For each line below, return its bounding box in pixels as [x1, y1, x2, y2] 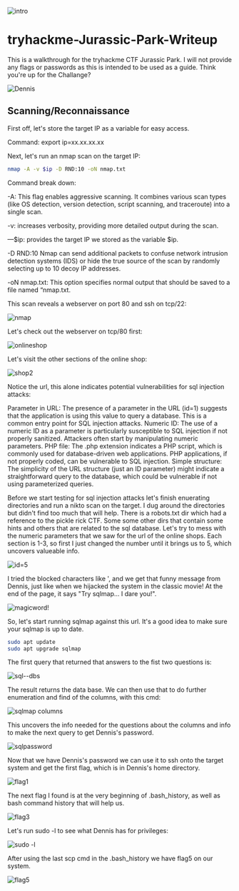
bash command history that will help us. [7, 799, 125, 807]
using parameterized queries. [7, 479, 94, 488]
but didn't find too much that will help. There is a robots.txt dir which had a [7, 508, 227, 517]
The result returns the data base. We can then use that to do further [7, 685, 207, 694]
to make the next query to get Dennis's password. [7, 728, 154, 737]
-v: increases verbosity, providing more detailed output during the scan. [7, 221, 219, 230]
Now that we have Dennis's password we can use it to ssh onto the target [7, 756, 224, 765]
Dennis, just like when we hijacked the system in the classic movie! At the [7, 582, 223, 590]
